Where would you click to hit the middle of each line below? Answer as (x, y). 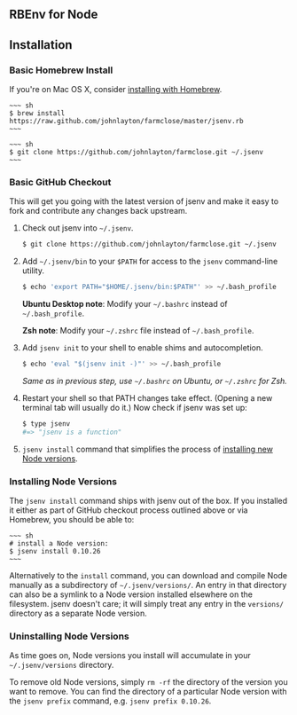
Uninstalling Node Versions (70, 636)
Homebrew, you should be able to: (72, 520)
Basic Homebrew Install (61, 70)
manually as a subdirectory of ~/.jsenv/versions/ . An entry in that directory (148, 585)
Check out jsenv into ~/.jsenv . (78, 228)
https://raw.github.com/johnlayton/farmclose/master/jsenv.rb (126, 122)
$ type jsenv (46, 424)
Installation (41, 45)
